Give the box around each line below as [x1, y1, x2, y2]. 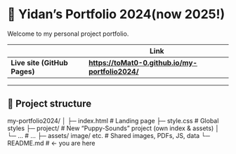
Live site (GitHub [11, 57, 68, 67]
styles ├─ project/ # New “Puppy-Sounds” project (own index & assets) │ [7, 124, 220, 132]
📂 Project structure [7, 98, 92, 110]
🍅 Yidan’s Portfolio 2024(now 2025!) [7, 6, 225, 22]
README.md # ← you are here [7, 139, 96, 147]
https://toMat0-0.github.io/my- [88, 57, 198, 67]
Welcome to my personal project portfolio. [7, 29, 129, 38]
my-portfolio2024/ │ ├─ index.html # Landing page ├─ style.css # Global [7, 116, 219, 125]
